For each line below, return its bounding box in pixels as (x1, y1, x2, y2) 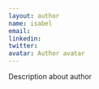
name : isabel (8, 19, 53, 28)
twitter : (8, 42, 38, 50)
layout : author (8, 11, 60, 20)
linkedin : (8, 34, 42, 43)
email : (8, 27, 31, 35)
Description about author (8, 72, 92, 81)
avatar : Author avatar (8, 49, 85, 57)
